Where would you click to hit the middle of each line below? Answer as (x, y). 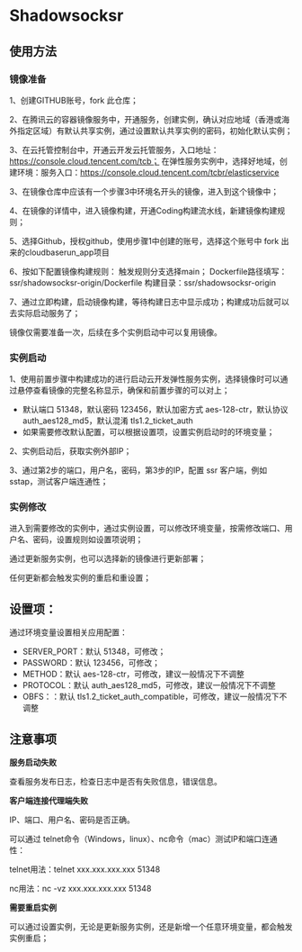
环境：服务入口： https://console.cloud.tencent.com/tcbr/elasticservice (148, 172)
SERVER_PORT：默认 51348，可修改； (94, 652)
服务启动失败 (33, 763)
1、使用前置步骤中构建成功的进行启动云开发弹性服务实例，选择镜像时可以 (145, 379)
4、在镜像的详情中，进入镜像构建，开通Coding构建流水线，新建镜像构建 (143, 210)
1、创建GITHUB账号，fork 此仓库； (74, 100)
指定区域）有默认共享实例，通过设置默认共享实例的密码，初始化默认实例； (155, 131)
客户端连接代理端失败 (49, 801)
